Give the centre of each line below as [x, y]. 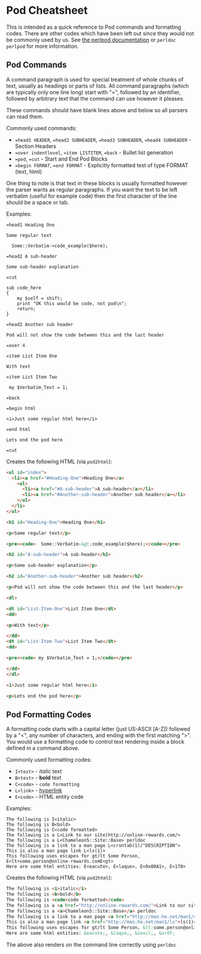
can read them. [25, 116]
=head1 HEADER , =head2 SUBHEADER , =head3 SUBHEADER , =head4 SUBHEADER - [103, 140]
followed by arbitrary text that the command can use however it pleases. [95, 98]
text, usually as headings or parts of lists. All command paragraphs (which [98, 86]
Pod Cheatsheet [47, 10]
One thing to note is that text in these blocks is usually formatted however [97, 183]
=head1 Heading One [31, 225]
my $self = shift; [40, 298]
